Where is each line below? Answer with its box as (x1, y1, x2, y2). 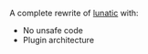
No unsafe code (22, 25, 84, 35)
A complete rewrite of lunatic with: (9, 8, 139, 18)
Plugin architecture (22, 35, 94, 45)
